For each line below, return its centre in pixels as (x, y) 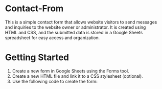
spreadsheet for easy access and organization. (53, 38)
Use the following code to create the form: (55, 81)
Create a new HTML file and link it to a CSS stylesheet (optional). (78, 76)
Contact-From (34, 9)
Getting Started (37, 57)
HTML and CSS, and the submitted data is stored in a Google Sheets (74, 32)
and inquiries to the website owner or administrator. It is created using (76, 27)
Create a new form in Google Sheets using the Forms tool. (70, 71)
